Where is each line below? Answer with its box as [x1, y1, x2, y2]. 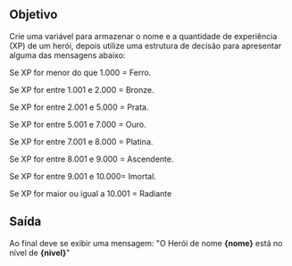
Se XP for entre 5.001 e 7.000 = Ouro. [9, 119, 146, 129]
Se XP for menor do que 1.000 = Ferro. [9, 67, 152, 78]
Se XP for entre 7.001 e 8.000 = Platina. [9, 136, 154, 146]
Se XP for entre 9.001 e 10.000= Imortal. [9, 170, 156, 181]
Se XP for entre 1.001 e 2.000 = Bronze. [9, 84, 154, 95]
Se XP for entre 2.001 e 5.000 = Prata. [9, 102, 149, 112]
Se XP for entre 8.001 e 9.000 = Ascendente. [9, 154, 174, 164]
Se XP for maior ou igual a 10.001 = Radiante [9, 187, 172, 199]
